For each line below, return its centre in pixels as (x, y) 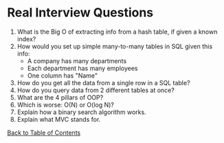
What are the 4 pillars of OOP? (60, 97)
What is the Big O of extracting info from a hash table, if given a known (117, 32)
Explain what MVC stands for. (59, 119)
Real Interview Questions (80, 13)
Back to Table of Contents (44, 133)
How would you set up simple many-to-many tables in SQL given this (115, 46)
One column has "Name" (63, 75)
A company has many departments (77, 60)
